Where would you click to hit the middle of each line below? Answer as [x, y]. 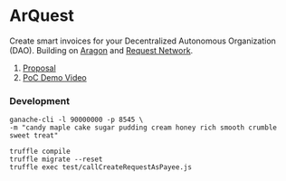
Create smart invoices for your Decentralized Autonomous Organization [143, 41]
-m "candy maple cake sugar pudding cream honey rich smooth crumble [143, 128]
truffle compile [40, 152]
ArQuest [42, 16]
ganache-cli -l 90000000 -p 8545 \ [76, 120]
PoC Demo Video [55, 77]
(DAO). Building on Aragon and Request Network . [101, 50]
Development [40, 100]
